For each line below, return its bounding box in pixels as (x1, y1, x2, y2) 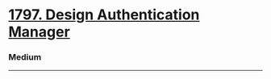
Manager (8, 23, 70, 41)
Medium (8, 52, 42, 63)
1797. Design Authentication (8, 6, 200, 24)
